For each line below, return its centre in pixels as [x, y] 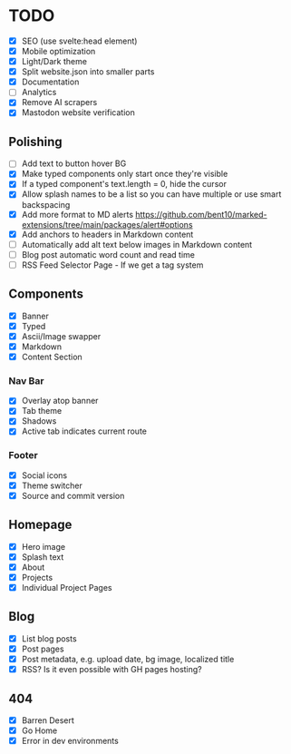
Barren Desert [48, 720]
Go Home [39, 730]
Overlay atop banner [60, 401]
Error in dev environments [70, 741]
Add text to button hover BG [74, 163]
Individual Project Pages [67, 588]
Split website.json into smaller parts [88, 72]
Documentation [50, 82]
